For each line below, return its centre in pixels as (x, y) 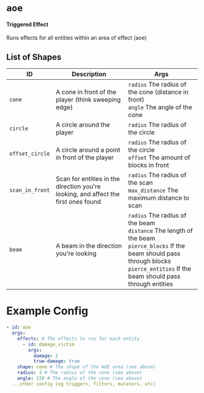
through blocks (150, 261)
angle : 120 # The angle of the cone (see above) (80, 378)
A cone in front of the (86, 92)
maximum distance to (159, 198)
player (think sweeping (88, 100)
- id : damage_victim (48, 344)
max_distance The (153, 190)
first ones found (78, 202)
